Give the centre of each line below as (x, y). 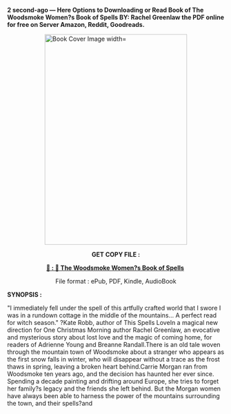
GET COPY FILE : (116, 254)
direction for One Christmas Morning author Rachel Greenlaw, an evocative (114, 330)
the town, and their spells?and (50, 403)
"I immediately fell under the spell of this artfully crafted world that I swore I (114, 308)
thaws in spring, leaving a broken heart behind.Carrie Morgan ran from (108, 366)
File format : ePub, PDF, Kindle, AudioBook (116, 281)
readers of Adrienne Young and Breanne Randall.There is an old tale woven (114, 345)
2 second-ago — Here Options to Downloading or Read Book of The (106, 10)
